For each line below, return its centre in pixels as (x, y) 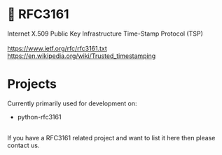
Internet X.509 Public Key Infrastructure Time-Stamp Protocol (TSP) (105, 34)
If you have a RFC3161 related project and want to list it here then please (111, 138)
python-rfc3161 (39, 117)
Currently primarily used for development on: (72, 103)
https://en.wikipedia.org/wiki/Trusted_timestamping (82, 56)
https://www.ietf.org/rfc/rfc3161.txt (57, 48)
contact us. (23, 145)
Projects (32, 84)
